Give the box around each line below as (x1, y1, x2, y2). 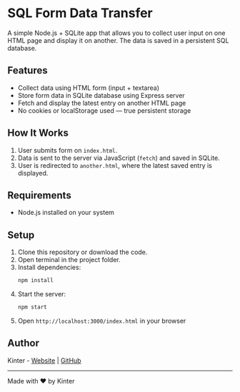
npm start (17, 303, 48, 311)
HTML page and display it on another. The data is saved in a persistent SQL (7, 36, 229, 44)
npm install (17, 277, 54, 284)
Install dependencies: (17, 263, 81, 272)
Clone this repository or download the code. (17, 248, 148, 256)
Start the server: (17, 290, 66, 298)
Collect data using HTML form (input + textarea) (17, 84, 159, 92)
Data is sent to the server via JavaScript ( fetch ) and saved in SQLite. (17, 154, 220, 162)
